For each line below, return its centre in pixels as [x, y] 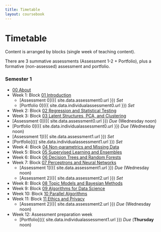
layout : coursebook [25, 14]
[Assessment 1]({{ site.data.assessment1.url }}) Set [63, 136]
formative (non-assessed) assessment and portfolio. [58, 66]
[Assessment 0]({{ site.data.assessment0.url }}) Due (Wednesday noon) [84, 121]
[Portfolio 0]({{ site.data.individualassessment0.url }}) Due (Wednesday [84, 126]
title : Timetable [23, 10]
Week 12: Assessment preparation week [52, 214]
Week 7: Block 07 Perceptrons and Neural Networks [64, 162]
